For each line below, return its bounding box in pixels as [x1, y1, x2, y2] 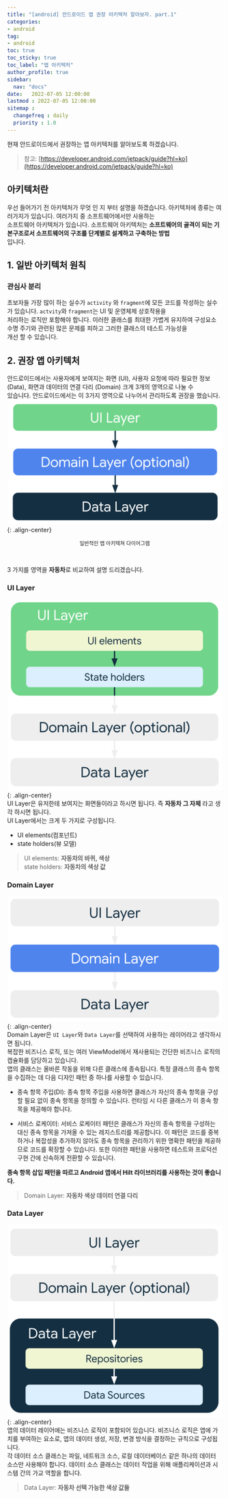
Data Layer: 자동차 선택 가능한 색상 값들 [23, 1484, 130, 1492]
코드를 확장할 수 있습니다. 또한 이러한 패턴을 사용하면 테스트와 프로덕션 [29, 1145, 218, 1153]
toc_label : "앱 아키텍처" [7, 62, 74, 68]
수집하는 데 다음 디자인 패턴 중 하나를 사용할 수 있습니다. [14, 1073, 164, 1082]
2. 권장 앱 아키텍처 [7, 355, 80, 366]
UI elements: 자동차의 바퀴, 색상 [23, 853, 111, 862]
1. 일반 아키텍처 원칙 [7, 259, 87, 271]
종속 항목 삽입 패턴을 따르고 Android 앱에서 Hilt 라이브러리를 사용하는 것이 [7, 1168, 203, 1176]
